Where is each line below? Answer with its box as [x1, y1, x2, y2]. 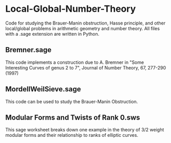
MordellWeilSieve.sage [5, 85, 81, 93]
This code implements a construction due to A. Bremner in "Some [5, 59, 144, 65]
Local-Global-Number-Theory [5, 3, 136, 15]
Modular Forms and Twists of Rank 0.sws [5, 113, 140, 122]
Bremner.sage [5, 45, 52, 54]
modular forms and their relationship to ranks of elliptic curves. [5, 132, 139, 138]
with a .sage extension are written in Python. [5, 31, 100, 37]
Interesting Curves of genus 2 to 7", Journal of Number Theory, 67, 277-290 [5, 64, 166, 70]
